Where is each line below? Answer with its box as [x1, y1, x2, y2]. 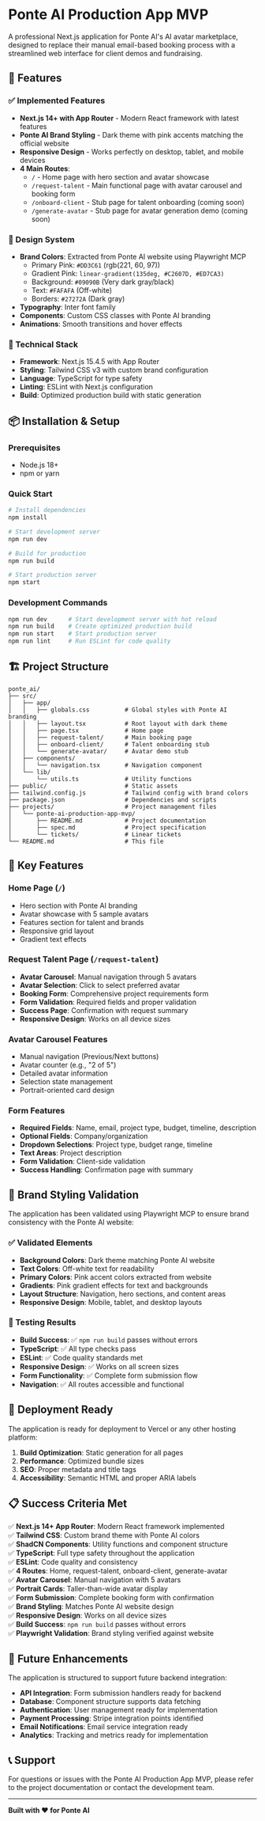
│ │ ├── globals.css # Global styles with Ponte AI [8, 706, 227, 714]
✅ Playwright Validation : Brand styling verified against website [8, 1629, 215, 1638]
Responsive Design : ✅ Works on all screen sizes [19, 1361, 179, 1371]
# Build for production [8, 549, 87, 557]
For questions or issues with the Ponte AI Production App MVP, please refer [8, 1774, 254, 1784]
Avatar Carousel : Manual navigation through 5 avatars [19, 972, 197, 981]
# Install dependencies [8, 506, 87, 514]
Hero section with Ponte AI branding [19, 901, 138, 910]
